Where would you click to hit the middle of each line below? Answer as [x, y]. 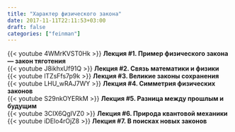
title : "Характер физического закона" [64, 14]
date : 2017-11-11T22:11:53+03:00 [57, 20]
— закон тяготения [36, 61]
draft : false [27, 27]
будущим [22, 106]
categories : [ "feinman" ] [44, 34]
